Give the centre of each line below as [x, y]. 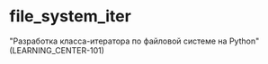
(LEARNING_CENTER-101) [57, 50]
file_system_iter [71, 16]
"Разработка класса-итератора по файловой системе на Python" [134, 41]
